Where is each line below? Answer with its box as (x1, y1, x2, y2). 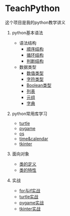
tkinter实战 (19, 206, 41, 212)
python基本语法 (12, 29, 43, 35)
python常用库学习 (12, 111, 47, 116)
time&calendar (19, 136, 48, 142)
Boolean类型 (26, 82, 52, 88)
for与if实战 (19, 187, 41, 193)
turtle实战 (19, 194, 39, 200)
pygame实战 (19, 200, 44, 205)
